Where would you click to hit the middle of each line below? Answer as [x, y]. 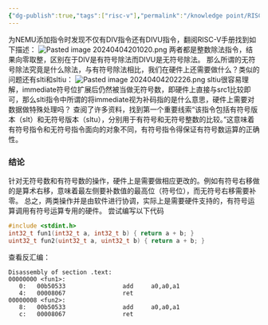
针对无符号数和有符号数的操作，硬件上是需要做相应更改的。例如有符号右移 [130, 180]
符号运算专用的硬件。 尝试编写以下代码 [100, 210]
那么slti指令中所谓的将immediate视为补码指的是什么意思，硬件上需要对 [138, 99]
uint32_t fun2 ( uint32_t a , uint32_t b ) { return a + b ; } [106, 240]
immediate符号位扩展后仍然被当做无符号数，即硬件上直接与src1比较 [133, 89]
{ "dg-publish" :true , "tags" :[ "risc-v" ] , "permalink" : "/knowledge [116, 16]
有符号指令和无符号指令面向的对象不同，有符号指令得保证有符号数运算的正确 [134, 129]
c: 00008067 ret [76, 314]
